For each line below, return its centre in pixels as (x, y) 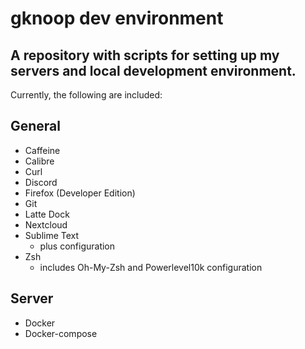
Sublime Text (52, 235)
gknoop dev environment (117, 18)
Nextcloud (46, 224)
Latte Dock (47, 214)
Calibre (39, 161)
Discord (41, 182)
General (36, 126)
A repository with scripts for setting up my (145, 55)
